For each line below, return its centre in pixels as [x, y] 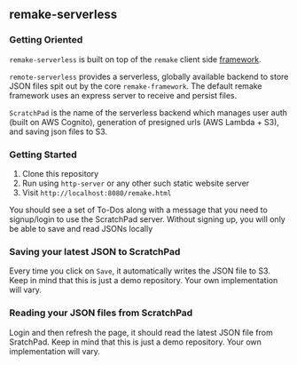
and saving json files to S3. [59, 131]
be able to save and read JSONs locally [81, 228]
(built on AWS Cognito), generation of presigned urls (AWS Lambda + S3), [144, 122]
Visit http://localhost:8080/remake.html [97, 192]
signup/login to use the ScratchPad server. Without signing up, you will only [147, 219]
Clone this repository [60, 173]
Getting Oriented [46, 40]
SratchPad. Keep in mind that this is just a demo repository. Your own [135, 342]
